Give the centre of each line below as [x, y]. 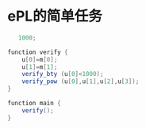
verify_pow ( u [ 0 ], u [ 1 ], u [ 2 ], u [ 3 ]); [81, 82]
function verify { [38, 52]
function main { [34, 104]
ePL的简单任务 [55, 16]
